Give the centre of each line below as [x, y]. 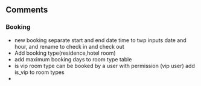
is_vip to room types [39, 72]
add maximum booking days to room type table [73, 59]
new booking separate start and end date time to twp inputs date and [100, 40]
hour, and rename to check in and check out [69, 46]
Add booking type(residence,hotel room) [65, 53]
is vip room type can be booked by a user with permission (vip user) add [105, 66]
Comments [27, 10]
